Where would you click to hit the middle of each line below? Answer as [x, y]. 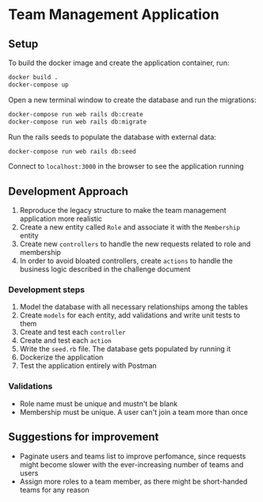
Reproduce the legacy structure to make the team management [123, 211]
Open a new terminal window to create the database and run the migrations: [132, 100]
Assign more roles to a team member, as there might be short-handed [133, 481]
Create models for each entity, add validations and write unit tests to [130, 315]
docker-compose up [38, 85]
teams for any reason [54, 489]
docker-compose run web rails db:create [76, 114]
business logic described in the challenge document [105, 269]
